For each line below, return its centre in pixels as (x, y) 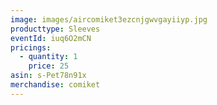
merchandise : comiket (55, 85)
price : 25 (49, 66)
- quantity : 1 (48, 57)
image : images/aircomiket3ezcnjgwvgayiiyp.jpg (109, 19)
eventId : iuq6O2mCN (51, 38)
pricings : (31, 47)
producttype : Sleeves (55, 29)
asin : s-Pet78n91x (48, 76)
